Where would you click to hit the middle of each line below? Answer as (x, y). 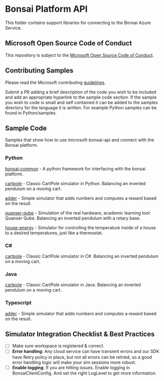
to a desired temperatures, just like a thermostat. (54, 233)
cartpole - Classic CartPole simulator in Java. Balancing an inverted (73, 285)
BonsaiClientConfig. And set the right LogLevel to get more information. (84, 373)
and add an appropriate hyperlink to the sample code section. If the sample (81, 97)
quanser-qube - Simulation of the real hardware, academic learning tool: (78, 213)
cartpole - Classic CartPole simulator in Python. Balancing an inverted (75, 183)
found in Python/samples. (31, 113)
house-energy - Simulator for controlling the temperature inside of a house (81, 227)
